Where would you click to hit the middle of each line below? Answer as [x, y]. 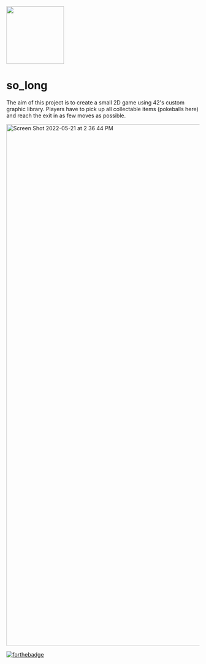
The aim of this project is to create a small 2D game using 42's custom [96, 102]
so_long [27, 86]
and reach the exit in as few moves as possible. [66, 115]
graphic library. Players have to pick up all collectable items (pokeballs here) [103, 109]
